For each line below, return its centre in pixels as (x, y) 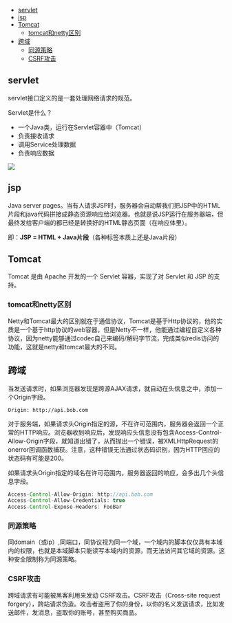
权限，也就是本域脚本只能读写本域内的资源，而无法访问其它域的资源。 (119, 551)
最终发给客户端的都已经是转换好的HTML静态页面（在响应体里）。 (99, 222)
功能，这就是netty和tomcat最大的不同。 (64, 347)
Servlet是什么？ (30, 112)
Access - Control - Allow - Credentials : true (67, 501)
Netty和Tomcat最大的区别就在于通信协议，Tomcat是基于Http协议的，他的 (112, 321)
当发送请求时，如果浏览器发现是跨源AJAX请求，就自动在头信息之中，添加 (112, 389)
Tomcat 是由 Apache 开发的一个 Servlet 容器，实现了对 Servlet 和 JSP (107, 276)
